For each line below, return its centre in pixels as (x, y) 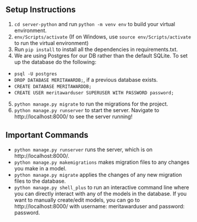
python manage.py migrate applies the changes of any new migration (98, 175)
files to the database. (40, 181)
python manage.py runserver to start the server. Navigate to (87, 110)
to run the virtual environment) (51, 43)
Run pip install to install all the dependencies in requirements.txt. (96, 49)
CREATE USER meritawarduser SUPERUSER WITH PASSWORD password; (94, 93)
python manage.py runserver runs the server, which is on (83, 149)
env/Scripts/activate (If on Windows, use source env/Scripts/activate (102, 37)
